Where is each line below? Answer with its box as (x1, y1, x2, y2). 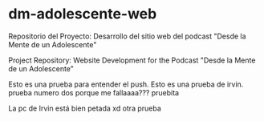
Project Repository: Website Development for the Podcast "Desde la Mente (8, 55, 256, 65)
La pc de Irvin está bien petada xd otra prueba (8, 103, 162, 113)
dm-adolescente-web (8, 5, 157, 23)
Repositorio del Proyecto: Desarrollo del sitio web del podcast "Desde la (8, 31, 246, 41)
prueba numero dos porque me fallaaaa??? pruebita (8, 87, 179, 97)
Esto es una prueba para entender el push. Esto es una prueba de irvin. (8, 79, 244, 89)
